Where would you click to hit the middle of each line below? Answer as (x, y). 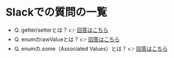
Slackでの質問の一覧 (56, 12)
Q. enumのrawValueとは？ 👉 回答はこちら (67, 39)
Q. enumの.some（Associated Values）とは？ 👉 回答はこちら (91, 48)
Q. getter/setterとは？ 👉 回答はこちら (61, 30)
